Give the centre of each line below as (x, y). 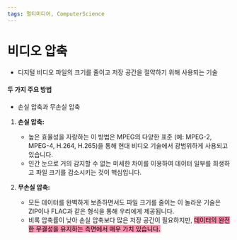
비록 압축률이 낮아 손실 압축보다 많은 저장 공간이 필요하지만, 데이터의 (122, 219)
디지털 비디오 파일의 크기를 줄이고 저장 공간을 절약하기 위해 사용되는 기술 (117, 72)
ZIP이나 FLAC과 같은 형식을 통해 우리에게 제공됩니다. (101, 211)
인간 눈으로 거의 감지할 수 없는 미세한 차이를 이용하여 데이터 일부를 (120, 163)
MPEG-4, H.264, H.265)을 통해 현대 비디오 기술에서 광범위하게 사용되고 (128, 145)
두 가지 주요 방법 (30, 90)
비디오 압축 (37, 51)
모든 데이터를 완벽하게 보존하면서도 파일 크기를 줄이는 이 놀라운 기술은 (125, 202)
